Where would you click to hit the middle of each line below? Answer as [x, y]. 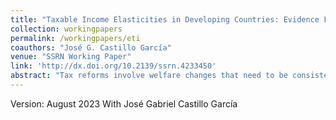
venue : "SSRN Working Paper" [71, 57]
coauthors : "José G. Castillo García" [91, 47]
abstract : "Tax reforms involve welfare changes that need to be [149, 76]
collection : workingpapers [66, 29]
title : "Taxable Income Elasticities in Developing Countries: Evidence [165, 19]
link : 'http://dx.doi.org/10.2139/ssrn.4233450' [113, 66]
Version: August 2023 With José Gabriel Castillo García [124, 103]
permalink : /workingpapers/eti [75, 38]
